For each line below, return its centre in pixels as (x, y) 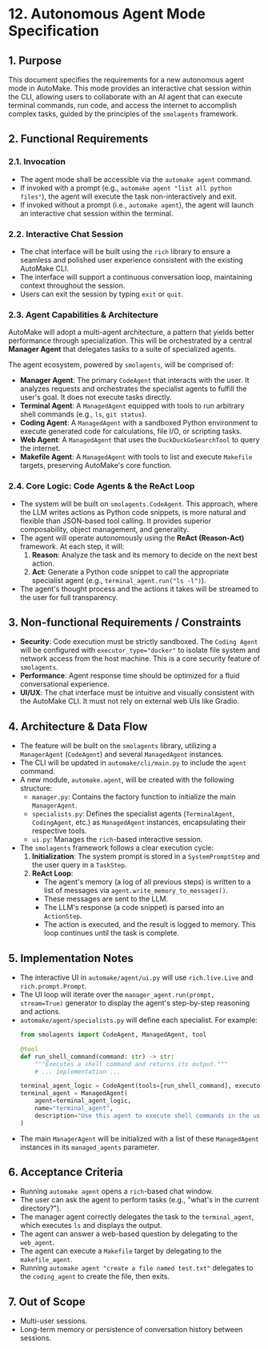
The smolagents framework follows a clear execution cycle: (117, 848)
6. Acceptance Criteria (66, 1172)
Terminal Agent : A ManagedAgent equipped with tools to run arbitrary (132, 406)
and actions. (40, 1012)
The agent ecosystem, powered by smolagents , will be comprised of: (121, 364)
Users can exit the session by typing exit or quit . (102, 294)
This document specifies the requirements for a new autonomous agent (126, 80)
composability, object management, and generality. (104, 529)
